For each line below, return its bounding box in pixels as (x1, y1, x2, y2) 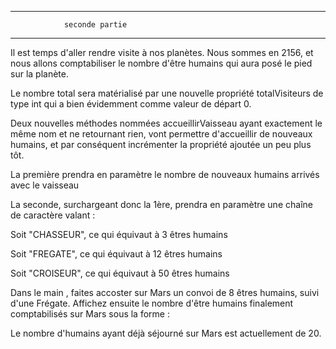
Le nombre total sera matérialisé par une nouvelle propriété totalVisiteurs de (10, 87, 324, 99)
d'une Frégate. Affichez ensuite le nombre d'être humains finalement (10, 297, 294, 309)
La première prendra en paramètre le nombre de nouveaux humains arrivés (10, 169, 320, 180)
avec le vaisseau (10, 179, 80, 191)
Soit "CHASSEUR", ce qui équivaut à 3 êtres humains (10, 229, 228, 240)
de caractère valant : (10, 209, 96, 221)
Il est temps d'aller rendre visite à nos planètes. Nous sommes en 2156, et (10, 47, 314, 58)
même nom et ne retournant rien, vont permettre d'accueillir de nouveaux (10, 128, 313, 140)
